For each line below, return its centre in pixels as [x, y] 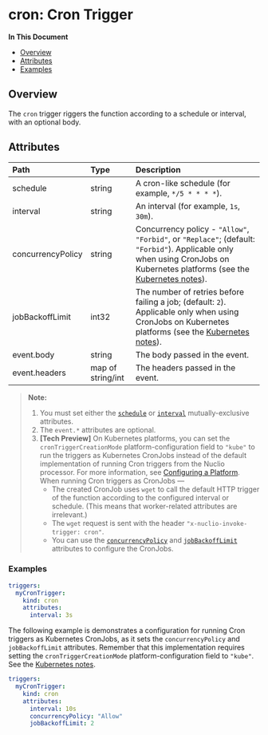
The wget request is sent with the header [118, 523]
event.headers [39, 373]
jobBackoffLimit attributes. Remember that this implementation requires [126, 647]
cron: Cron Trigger [71, 15]
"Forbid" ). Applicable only [184, 249]
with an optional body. [45, 122]
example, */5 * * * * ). [179, 193]
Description [158, 169]
